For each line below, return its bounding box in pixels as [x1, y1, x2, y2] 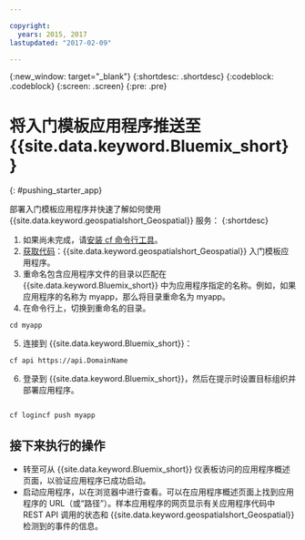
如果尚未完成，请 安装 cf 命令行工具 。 [22, 234, 163, 246]
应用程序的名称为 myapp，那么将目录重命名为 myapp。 [22, 291, 230, 302]
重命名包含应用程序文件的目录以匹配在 [22, 269, 167, 280]
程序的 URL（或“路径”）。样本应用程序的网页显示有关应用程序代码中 [22, 498, 276, 509]
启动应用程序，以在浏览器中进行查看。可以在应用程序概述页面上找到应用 [22, 486, 294, 497]
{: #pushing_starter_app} [9, 185, 103, 196]
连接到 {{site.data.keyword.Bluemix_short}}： [22, 338, 193, 349]
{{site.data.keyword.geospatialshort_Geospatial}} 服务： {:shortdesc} [9, 215, 269, 226]
